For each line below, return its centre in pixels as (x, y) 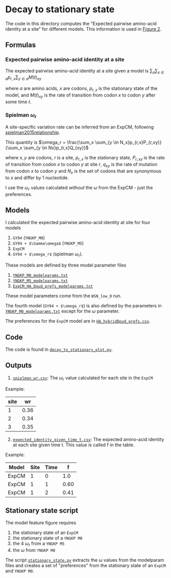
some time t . (18, 102)
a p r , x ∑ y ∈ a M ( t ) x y (23, 78)
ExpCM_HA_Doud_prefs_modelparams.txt (53, 286)
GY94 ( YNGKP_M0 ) (29, 238)
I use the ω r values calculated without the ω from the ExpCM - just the (79, 188)
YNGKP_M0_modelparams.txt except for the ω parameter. (63, 311)
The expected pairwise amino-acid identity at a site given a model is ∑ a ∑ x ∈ (85, 71)
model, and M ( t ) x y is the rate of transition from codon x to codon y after (80, 95)
